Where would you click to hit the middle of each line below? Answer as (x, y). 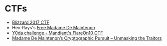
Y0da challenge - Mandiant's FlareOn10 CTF (57, 33)
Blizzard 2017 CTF (31, 22)
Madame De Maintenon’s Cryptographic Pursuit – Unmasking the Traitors (87, 38)
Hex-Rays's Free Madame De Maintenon (53, 27)
